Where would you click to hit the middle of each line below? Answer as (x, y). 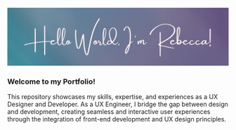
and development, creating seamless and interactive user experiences (109, 112)
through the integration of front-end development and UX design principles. (117, 119)
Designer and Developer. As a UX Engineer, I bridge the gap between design (118, 104)
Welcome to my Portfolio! (52, 82)
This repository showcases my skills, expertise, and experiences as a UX (113, 97)
